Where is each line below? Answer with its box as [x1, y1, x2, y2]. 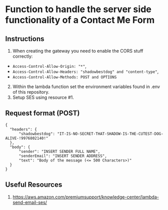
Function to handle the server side [5, 4, 152, 15]
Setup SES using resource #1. [12, 95, 74, 100]
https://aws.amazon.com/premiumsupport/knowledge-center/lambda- [12, 194, 159, 200]
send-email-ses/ [12, 199, 47, 205]
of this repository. [12, 89, 49, 95]
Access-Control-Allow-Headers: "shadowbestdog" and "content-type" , [12, 68, 159, 74]
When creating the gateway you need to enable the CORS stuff [12, 48, 144, 54]
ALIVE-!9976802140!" [5, 136, 49, 141]
